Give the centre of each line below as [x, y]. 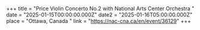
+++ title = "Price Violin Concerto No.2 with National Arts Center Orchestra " [100, 9]
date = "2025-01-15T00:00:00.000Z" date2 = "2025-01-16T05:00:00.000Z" [99, 15]
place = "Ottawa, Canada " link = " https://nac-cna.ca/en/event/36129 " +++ [99, 21]
